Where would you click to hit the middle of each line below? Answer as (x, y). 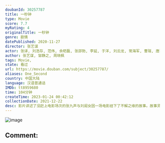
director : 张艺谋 (22, 46)
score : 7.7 (16, 23)
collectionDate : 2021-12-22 (34, 102)
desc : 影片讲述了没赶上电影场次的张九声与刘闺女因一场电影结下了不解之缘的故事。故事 (81, 106)
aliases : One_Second (26, 74)
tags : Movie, (18, 60)
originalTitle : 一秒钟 (27, 33)
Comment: (22, 135)
